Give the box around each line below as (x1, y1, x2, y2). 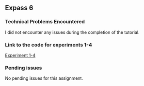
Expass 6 (5, 4, 33, 12)
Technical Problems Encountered (5, 18, 85, 25)
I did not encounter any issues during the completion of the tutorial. (5, 29, 140, 35)
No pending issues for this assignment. (5, 75, 83, 81)
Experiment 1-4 (5, 52, 35, 58)
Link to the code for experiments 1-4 (5, 41, 92, 48)
